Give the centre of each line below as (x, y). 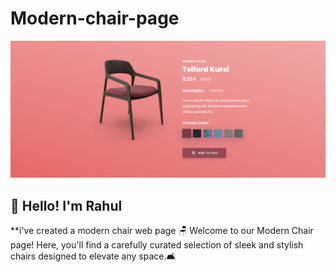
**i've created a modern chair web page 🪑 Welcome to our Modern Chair (162, 231)
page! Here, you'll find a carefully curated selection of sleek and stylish (157, 245)
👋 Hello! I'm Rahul (66, 205)
